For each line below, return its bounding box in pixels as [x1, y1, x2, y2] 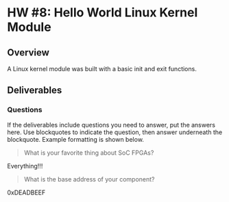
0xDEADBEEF [7, 188, 46, 197]
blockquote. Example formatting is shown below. [7, 135, 144, 143]
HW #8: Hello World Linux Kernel [7, 5, 198, 21]
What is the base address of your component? [23, 175, 155, 183]
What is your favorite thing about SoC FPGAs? [23, 149, 154, 157]
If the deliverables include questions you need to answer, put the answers [7, 121, 216, 129]
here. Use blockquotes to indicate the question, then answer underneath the [7, 128, 223, 136]
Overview [7, 47, 50, 58]
